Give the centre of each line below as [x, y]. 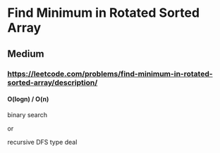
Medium [26, 54]
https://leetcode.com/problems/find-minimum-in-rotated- [110, 74]
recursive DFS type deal [42, 142]
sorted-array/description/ [53, 82]
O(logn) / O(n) [28, 99]
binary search [28, 114]
